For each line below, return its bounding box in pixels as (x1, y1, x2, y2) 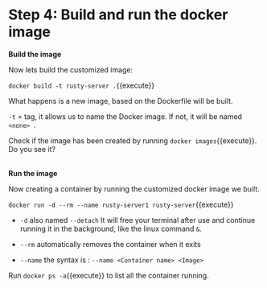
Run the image (8, 168, 58, 178)
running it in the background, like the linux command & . (19, 224, 203, 233)
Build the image (8, 49, 62, 59)
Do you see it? (8, 144, 56, 154)
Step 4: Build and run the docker (8, 6, 228, 24)
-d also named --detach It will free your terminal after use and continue (19, 215, 256, 224)
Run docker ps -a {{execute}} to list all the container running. (8, 270, 209, 280)
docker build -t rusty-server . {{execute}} (8, 80, 155, 90)
